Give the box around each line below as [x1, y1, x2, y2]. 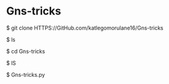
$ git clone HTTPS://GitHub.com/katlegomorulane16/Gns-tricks [6, 24, 164, 31]
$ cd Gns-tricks [6, 47, 45, 55]
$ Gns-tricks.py [6, 71, 45, 78]
